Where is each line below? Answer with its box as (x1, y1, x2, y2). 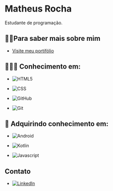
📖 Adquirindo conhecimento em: (5, 119, 109, 128)
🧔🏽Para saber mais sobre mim (5, 34, 100, 43)
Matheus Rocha (5, 3, 72, 15)
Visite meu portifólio (12, 47, 54, 53)
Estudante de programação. (5, 20, 63, 26)
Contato (5, 167, 31, 175)
